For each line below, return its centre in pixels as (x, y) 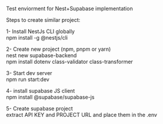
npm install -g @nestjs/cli (37, 37)
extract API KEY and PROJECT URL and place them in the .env (82, 115)
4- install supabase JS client (41, 91)
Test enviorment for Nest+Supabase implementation (70, 9)
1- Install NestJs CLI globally (41, 31)
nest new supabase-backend (41, 55)
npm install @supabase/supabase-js (50, 97)
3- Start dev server (29, 73)
